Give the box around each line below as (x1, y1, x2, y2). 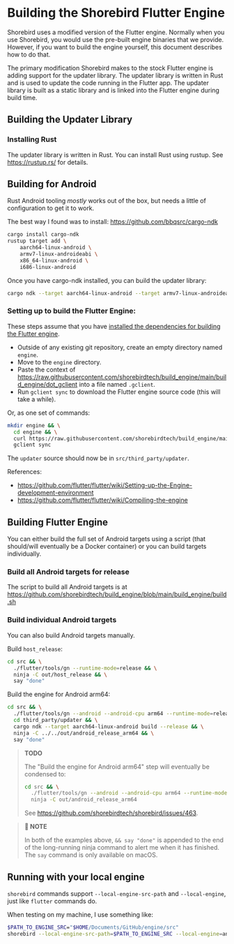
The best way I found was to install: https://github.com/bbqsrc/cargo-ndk (7, 218, 218, 226)
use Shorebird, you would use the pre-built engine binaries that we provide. (7, 35, 224, 43)
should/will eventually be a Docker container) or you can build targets (7, 543, 207, 551)
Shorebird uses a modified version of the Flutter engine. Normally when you (7, 28, 225, 36)
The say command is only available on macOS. (24, 850, 158, 860)
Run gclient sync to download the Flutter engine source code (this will (17, 388, 221, 396)
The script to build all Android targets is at (7, 583, 127, 591)
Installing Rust (7, 135, 57, 145)
